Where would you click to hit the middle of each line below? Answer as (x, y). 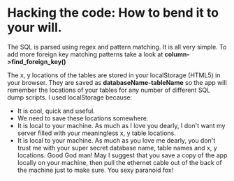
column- (177, 54)
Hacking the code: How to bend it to (113, 13)
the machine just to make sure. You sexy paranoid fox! (95, 170)
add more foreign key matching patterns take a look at (85, 54)
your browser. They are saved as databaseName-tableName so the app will (117, 82)
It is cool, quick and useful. (56, 111)
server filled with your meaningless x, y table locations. (96, 133)
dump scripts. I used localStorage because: (70, 97)
